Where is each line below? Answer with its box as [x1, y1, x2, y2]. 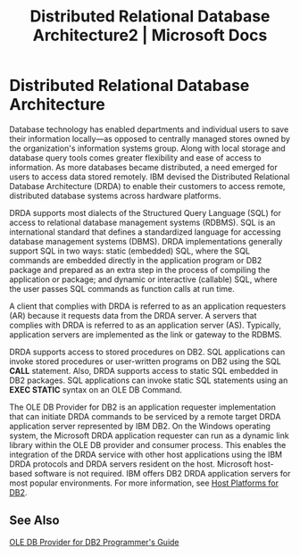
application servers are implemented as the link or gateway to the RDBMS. [9, 328, 283, 340]
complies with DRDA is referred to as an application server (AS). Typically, [9, 319, 281, 330]
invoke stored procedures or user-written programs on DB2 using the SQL [9, 355, 281, 367]
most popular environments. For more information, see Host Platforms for [9, 477, 279, 488]
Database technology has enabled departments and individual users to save [9, 123, 289, 135]
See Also [9, 513, 60, 528]
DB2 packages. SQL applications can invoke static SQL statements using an [9, 375, 288, 386]
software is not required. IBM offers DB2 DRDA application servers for [34, 468, 291, 478]
